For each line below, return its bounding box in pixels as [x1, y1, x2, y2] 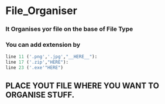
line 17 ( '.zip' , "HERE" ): [5, 60, 68, 65]
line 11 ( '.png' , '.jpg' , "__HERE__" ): [5, 54, 98, 60]
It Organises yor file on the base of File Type [5, 25, 133, 33]
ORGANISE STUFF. [5, 90, 75, 100]
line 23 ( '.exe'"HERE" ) [5, 65, 64, 71]
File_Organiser [5, 4, 77, 18]
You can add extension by [5, 41, 81, 49]
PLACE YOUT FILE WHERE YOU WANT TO [5, 81, 159, 91]
